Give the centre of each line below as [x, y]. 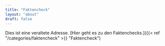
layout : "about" [22, 14]
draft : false [19, 19]
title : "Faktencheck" [28, 10]
